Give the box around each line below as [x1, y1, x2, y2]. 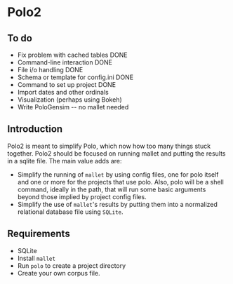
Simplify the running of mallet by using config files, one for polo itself [17, 170, 219, 179]
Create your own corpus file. [17, 269, 100, 277]
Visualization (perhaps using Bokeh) [17, 95, 123, 104]
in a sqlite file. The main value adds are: [7, 156, 122, 165]
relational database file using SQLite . [17, 208, 124, 216]
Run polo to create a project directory [17, 261, 126, 270]
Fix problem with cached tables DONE [17, 50, 128, 59]
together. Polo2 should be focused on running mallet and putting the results [7, 149, 226, 158]
